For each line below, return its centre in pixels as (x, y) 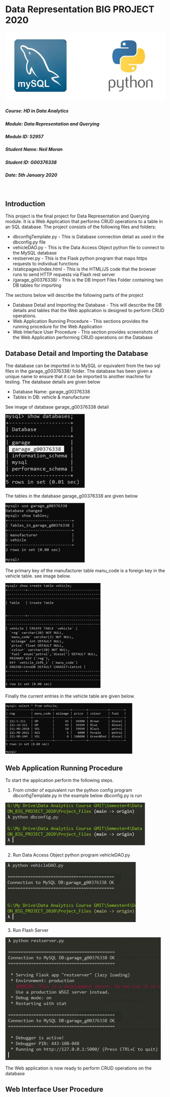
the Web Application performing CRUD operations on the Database (83, 338)
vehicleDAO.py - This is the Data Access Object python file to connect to (89, 248)
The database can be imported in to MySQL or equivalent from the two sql (83, 366)
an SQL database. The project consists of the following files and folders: (81, 227)
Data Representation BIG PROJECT (80, 9)
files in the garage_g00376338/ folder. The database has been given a (79, 371)
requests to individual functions (45, 264)
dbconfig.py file (29, 242)
